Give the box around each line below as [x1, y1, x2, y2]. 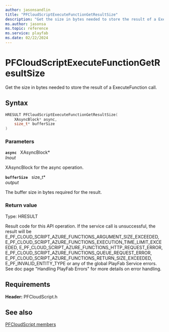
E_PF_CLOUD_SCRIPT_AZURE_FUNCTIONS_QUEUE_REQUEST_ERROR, [5, 250, 152, 256]
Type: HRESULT [5, 213, 38, 219]
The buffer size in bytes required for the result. [5, 189, 102, 195]
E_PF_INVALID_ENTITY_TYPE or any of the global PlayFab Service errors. [5, 260, 157, 266]
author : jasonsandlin [5, 7, 51, 13]
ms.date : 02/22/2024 [5, 36, 49, 41]
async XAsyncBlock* [5, 149, 50, 156]
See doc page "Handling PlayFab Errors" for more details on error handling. [5, 266, 162, 272]
